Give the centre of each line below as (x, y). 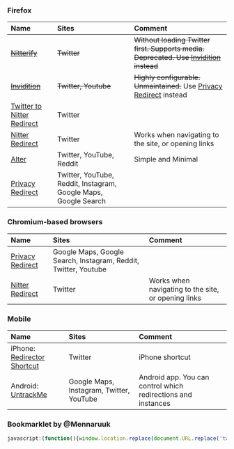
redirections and (166, 394)
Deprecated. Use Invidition (178, 58)
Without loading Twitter (172, 40)
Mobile (19, 319)
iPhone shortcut (165, 357)
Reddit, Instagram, (87, 184)
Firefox (19, 10)
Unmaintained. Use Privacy (178, 86)
